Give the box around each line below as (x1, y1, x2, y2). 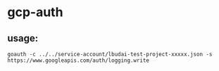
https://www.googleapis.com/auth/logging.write (7, 57, 150, 64)
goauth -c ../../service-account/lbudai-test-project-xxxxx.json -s (7, 51, 213, 58)
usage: (7, 32, 39, 44)
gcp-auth (7, 4, 63, 20)
